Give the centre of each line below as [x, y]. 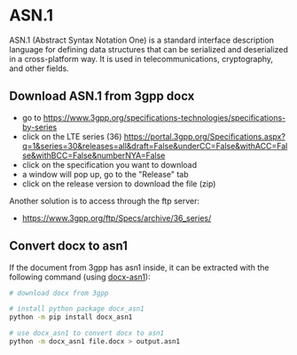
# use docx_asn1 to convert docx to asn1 [87, 334]
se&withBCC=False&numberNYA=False [94, 155]
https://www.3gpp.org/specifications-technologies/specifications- [164, 117]
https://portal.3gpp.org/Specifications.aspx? [205, 136]
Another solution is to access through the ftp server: [105, 201]
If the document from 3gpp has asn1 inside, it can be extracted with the [139, 267]
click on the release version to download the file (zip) [119, 184]
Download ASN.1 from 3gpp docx [102, 96]
